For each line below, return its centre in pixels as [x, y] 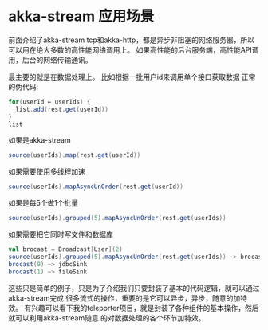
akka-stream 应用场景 [81, 16]
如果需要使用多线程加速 [47, 171]
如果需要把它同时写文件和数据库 [61, 234]
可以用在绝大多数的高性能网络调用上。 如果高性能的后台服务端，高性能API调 [134, 49]
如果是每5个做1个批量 [43, 203]
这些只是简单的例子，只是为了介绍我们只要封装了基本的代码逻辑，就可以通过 [134, 288]
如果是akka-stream [39, 140]
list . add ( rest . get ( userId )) [62, 109]
